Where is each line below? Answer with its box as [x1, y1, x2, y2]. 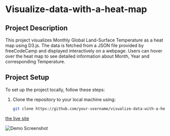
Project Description [5, 24, 68, 32]
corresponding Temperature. [5, 59, 65, 64]
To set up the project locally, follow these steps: [5, 86, 106, 93]
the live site [5, 115, 29, 121]
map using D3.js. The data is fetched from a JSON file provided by [5, 42, 144, 49]
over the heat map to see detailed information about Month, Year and [5, 53, 150, 59]
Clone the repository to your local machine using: [12, 96, 116, 102]
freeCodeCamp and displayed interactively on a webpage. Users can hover [5, 48, 162, 54]
